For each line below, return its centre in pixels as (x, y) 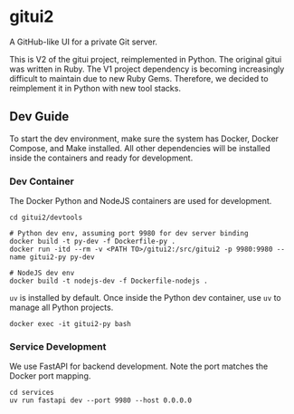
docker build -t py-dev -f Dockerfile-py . (93, 242)
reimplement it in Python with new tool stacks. (95, 88)
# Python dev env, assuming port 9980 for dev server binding (129, 234)
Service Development (58, 346)
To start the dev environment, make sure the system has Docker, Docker (144, 139)
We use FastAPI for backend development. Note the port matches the (139, 366)
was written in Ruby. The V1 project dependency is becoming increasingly (147, 69)
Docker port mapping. (50, 376)
